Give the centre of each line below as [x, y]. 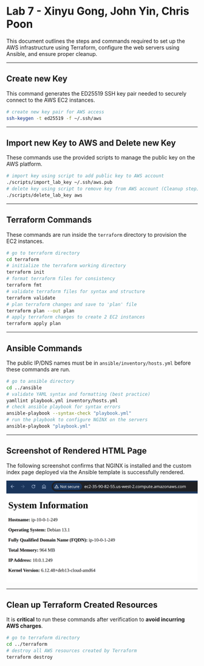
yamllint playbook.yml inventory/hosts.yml [62, 401]
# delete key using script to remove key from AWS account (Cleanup [95, 189]
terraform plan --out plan [40, 311]
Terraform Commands [49, 220]
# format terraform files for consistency [61, 279]
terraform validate [31, 298]
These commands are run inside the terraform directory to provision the [97, 234]
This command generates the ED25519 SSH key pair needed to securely [97, 93]
